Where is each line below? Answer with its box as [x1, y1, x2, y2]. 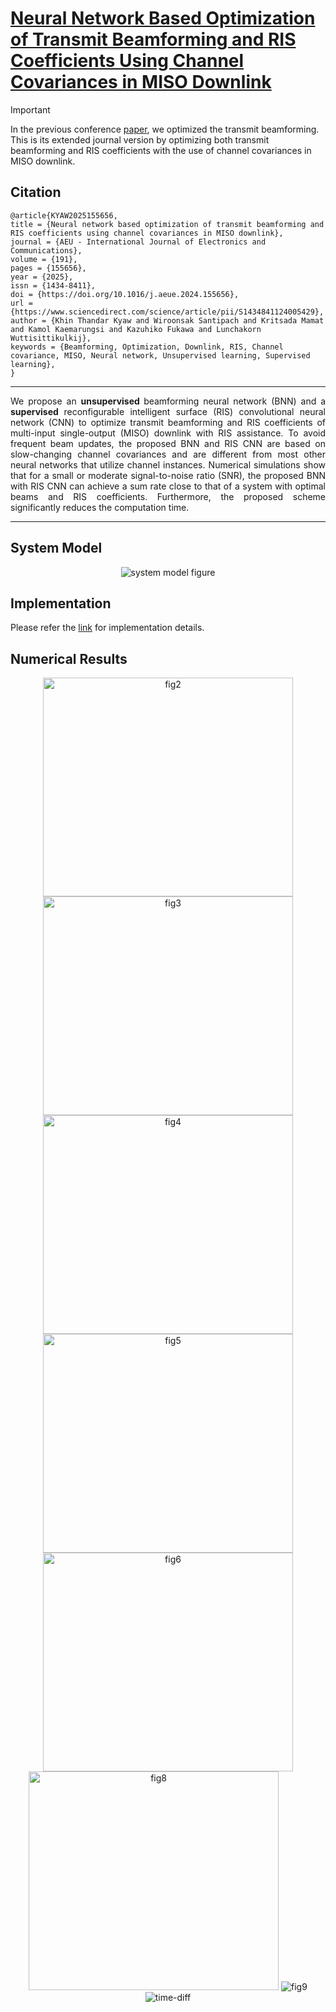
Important [10, 103, 51, 116]
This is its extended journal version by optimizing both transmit [10, 133, 270, 146]
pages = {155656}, [10, 263, 87, 273]
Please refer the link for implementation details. [10, 622, 205, 634]
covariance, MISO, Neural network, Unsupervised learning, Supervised [10, 350, 311, 361]
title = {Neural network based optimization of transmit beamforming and [10, 219, 325, 229]
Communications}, [10, 245, 83, 256]
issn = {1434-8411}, [10, 280, 97, 291]
